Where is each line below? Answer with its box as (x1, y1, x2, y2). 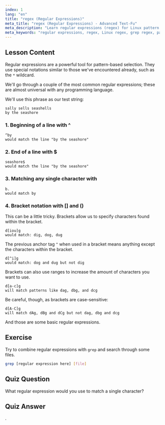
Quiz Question (5, 375, 50, 384)
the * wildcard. (5, 72, 35, 78)
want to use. (5, 274, 30, 280)
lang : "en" (5, 12, 27, 17)
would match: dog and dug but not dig (5, 260, 84, 265)
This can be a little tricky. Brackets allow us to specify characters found (5, 213, 150, 219)
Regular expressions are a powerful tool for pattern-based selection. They (5, 61, 155, 67)
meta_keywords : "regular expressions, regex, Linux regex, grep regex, (5, 30, 155, 35)
